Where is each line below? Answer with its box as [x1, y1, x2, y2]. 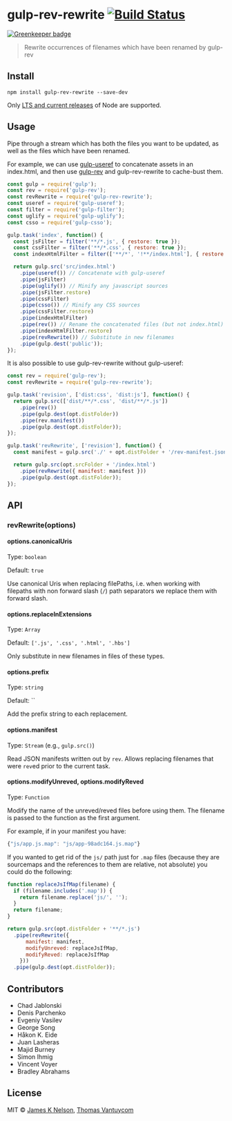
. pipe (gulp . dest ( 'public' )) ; [19, 340, 104, 347]
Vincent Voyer [17, 1060, 58, 1068]
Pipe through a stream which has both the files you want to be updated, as [7, 139, 219, 148]
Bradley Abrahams [17, 1067, 70, 1075]
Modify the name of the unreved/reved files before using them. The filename [7, 806, 225, 815]
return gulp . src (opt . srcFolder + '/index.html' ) [13, 461, 156, 469]
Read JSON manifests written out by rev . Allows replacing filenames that [7, 754, 214, 763]
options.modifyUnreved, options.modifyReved [7, 777, 144, 786]
